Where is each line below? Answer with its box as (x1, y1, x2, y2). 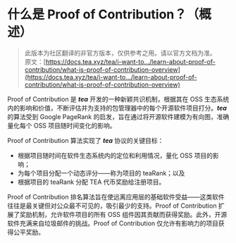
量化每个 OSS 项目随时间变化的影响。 (7, 121, 116, 130)
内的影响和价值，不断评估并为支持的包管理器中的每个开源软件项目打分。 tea (7, 104, 228, 112)
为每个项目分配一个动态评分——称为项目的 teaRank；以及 (17, 168, 185, 177)
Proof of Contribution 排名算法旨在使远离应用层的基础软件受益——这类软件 (7, 192, 225, 201)
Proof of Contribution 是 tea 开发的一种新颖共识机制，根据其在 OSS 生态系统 (7, 94, 230, 103)
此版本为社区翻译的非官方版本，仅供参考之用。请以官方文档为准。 (24, 49, 216, 57)
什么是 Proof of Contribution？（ (7, 6, 199, 23)
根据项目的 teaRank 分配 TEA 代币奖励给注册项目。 (17, 177, 166, 186)
